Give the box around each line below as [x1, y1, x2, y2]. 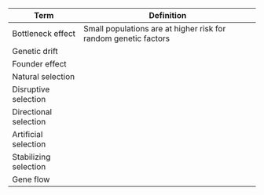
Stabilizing [12, 152, 51, 162]
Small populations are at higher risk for [83, 23, 226, 34]
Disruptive [12, 84, 50, 95]
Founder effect [12, 59, 67, 69]
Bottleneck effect [12, 28, 76, 38]
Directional [12, 107, 53, 117]
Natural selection [12, 71, 75, 81]
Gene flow [12, 174, 50, 185]
